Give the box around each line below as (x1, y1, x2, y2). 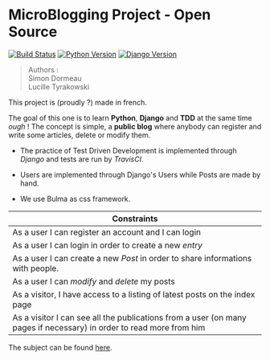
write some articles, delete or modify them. (8, 130, 151, 140)
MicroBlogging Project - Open (8, 6, 211, 24)
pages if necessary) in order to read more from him (12, 321, 206, 333)
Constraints (112, 213, 158, 224)
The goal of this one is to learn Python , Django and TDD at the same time (8, 112, 252, 122)
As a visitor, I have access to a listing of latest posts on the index (12, 288, 256, 300)
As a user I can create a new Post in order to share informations (12, 252, 252, 264)
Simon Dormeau (27, 73, 82, 83)
